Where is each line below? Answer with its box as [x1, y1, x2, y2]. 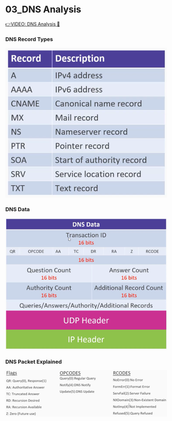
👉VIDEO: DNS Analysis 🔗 [5, 21, 60, 27]
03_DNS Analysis [5, 4, 82, 15]
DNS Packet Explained [5, 358, 62, 365]
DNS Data [5, 206, 30, 213]
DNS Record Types [5, 35, 53, 43]
